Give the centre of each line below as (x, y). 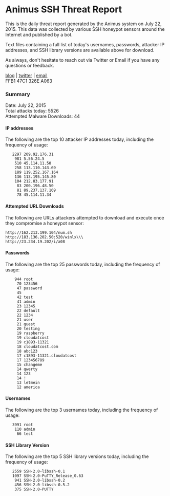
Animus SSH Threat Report (64, 10)
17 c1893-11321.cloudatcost (47, 356)
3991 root (23, 425)
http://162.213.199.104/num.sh (39, 232)
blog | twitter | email (26, 75)
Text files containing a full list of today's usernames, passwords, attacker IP (85, 44)
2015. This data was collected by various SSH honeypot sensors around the (85, 29)
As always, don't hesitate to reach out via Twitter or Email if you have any (82, 60)
